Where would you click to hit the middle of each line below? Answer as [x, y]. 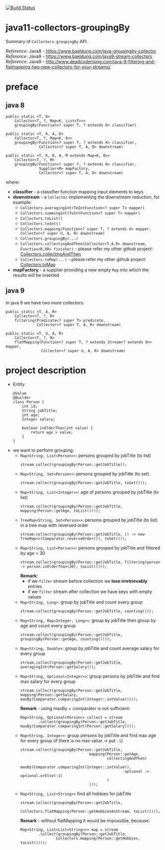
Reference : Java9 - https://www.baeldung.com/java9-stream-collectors [79, 56]
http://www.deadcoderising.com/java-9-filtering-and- [101, 61]
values [34, 597]
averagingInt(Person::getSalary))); [58, 667]
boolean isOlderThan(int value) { [57, 428]
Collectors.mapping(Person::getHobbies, [98, 838]
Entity [19, 384]
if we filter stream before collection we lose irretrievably [87, 581]
